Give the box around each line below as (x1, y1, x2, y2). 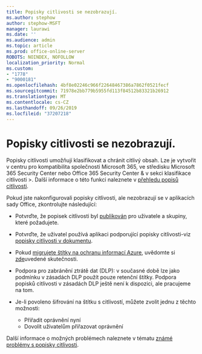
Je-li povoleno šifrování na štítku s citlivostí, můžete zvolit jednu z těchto (15, 298, 197, 305)
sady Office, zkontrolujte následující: (6, 201, 97, 208)
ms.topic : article (6, 43, 53, 49)
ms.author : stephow (6, 15, 56, 21)
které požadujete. (15, 219, 59, 226)
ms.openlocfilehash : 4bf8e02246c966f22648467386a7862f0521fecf (6, 83, 169, 89)
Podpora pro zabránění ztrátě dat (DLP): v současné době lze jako (15, 267, 180, 274)
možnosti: (15, 305, 41, 312)
